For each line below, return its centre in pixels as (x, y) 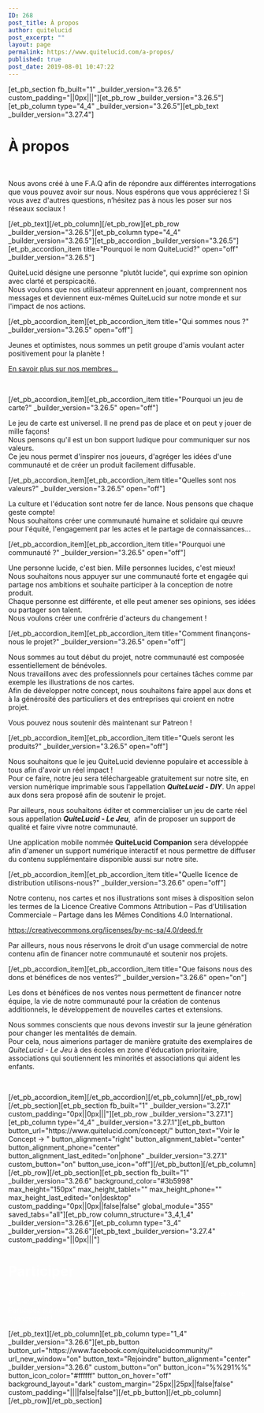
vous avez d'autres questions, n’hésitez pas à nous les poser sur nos (120, 200)
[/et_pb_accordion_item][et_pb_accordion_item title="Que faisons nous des (130, 969)
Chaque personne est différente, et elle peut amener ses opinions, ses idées (132, 601)
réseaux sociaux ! (37, 208)
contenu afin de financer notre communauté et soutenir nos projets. (118, 953)
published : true (35, 60)
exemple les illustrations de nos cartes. (72, 682)
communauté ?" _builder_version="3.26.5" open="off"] (97, 552)
